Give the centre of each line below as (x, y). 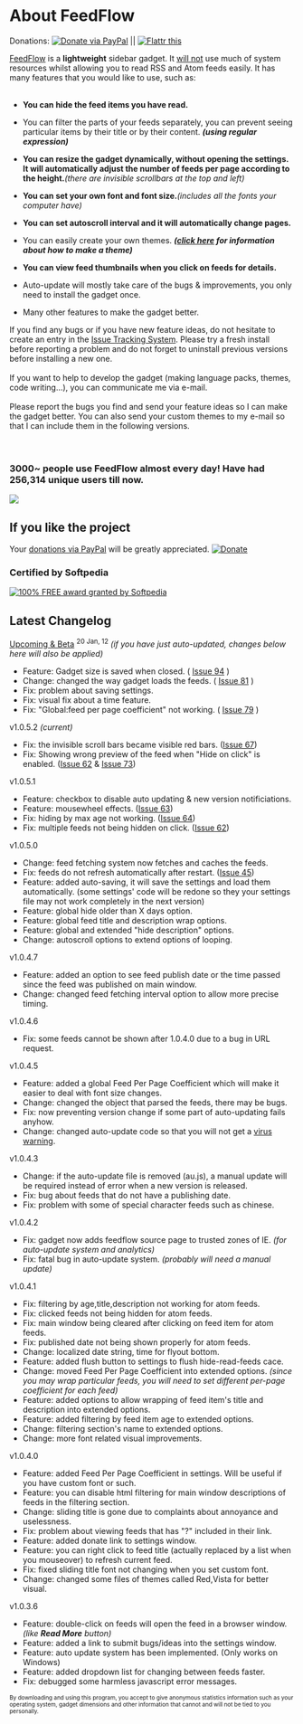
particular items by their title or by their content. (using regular (140, 131)
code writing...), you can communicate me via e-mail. (109, 387)
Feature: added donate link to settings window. (109, 1540)
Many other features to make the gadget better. (111, 312)
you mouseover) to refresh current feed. (98, 1559)
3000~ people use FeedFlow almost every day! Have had (137, 469)
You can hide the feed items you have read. (105, 104)
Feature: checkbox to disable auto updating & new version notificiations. (157, 799)
